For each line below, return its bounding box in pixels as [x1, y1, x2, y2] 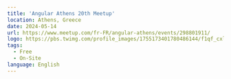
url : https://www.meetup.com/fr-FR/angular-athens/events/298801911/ [7, 29, 211, 36]
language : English [7, 61, 60, 68]
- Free [13, 49, 32, 56]
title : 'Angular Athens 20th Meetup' [7, 10, 115, 17]
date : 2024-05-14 [7, 23, 57, 30]
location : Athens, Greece [7, 16, 81, 23]
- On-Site [13, 55, 41, 62]
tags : [7, 42, 23, 49]
